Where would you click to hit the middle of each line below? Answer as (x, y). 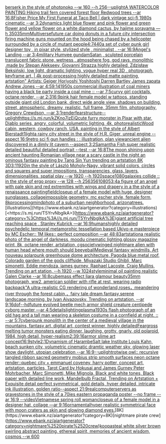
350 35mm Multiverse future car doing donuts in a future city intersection (82, 34)
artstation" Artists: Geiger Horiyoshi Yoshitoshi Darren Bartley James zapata (83, 81)
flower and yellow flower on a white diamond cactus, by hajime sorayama (80, 28)
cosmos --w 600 (22, 436)
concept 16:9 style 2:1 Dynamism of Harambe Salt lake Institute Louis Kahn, (79, 341)
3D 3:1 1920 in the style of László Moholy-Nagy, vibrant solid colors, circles (80, 165)
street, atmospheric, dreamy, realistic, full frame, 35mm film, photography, (81, 107)
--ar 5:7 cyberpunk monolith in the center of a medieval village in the (75, 320)
